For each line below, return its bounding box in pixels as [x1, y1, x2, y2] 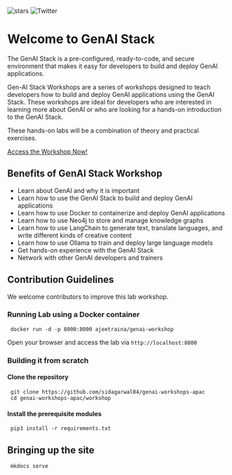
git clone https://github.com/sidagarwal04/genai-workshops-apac [10, 388, 205, 396]
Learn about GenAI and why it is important [17, 186, 140, 194]
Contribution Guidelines [7, 274, 114, 286]
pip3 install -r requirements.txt [10, 425, 111, 432]
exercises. [7, 133, 37, 142]
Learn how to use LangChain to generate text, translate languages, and [17, 223, 223, 232]
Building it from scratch [7, 355, 89, 365]
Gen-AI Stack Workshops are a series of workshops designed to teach [7, 83, 211, 91]
